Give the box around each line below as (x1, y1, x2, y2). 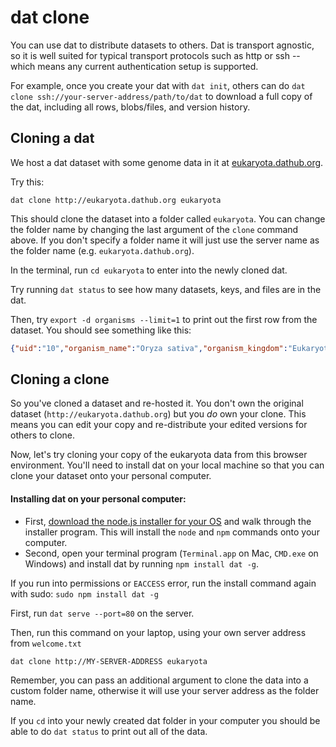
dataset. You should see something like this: (10, 324, 192, 336)
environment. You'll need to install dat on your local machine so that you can (10, 459, 325, 471)
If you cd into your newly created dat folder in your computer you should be (10, 714, 321, 726)
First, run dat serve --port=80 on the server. (10, 607, 195, 619)
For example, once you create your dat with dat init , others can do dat (10, 79, 306, 91)
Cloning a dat (10, 130, 95, 147)
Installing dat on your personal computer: (10, 493, 187, 505)
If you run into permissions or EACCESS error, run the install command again (10, 577, 317, 589)
